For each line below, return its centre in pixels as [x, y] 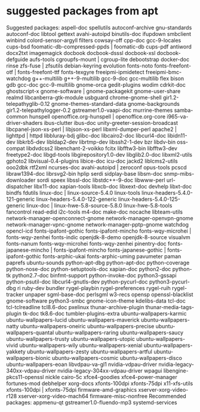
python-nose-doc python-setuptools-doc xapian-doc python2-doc [89, 269]
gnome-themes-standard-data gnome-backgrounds [116, 103]
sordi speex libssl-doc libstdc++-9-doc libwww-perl [101, 180]
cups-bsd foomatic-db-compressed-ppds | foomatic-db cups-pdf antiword [99, 47]
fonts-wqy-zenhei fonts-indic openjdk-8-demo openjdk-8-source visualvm [99, 237]
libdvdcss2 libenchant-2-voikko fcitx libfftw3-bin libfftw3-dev [102, 148]
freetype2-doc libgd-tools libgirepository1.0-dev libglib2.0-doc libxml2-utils [99, 154]
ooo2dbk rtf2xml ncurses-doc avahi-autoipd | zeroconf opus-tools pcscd [96, 167]
